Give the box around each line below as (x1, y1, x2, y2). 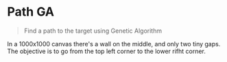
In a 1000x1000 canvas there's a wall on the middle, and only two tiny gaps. (7, 40, 221, 48)
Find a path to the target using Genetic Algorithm (23, 27, 163, 35)
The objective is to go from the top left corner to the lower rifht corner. (7, 47, 206, 55)
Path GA (7, 4, 55, 20)
